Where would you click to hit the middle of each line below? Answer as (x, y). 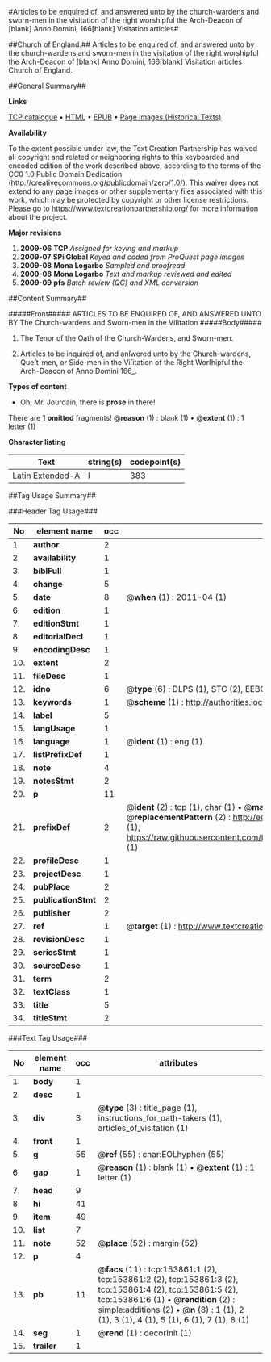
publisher (52, 913)
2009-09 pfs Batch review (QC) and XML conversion (109, 283)
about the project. (38, 217)
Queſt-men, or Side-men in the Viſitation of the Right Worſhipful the (131, 362)
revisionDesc (59, 939)
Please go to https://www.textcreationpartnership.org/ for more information (133, 208)
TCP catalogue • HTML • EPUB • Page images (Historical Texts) (115, 117)
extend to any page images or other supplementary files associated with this (135, 191)
